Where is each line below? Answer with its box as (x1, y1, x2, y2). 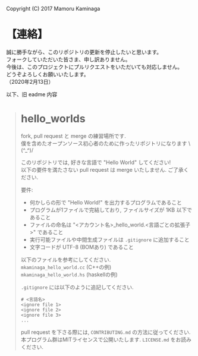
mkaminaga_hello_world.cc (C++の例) (20, 263, 112, 270)
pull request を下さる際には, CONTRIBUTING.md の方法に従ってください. (20, 328, 191, 335)
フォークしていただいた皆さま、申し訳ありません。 (6, 56, 131, 63)
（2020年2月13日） (6, 78, 54, 85)
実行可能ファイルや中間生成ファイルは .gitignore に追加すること (29, 236, 190, 243)
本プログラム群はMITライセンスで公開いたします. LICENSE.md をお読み (20, 336, 192, 343)
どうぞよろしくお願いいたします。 (6, 71, 89, 78)
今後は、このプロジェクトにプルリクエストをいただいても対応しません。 (6, 63, 183, 70)
